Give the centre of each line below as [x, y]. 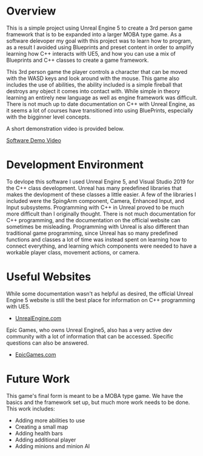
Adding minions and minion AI [52, 446]
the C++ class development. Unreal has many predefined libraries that [94, 188]
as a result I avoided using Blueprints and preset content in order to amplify [100, 47]
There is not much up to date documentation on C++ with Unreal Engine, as [101, 104]
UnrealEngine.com [38, 318]
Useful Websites [49, 277]
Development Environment [75, 165]
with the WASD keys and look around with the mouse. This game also [93, 78]
